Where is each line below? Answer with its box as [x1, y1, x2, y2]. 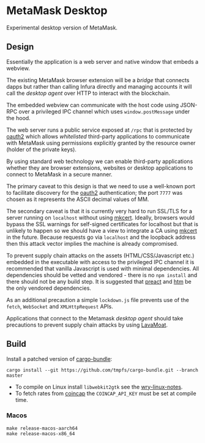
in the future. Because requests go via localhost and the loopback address [6, 233, 196, 241]
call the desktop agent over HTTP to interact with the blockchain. [6, 89, 171, 97]
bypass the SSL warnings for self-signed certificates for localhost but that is [6, 220, 199, 227]
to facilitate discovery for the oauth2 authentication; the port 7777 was [6, 189, 183, 196]
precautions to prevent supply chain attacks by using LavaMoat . [6, 321, 168, 328]
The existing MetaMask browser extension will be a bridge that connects [6, 76, 190, 83]
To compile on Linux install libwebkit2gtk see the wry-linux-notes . [15, 383, 183, 390]
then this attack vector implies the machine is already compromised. [6, 240, 179, 247]
